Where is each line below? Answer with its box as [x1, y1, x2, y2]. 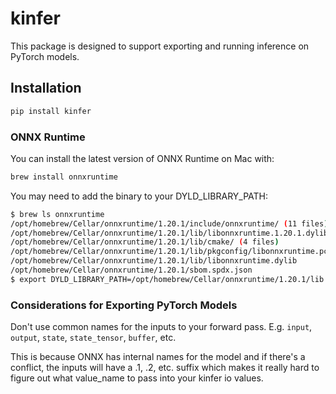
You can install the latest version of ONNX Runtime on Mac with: [10, 152, 275, 164]
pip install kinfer [10, 106, 92, 116]
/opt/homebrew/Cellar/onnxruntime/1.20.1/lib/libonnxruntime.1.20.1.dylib [10, 228, 329, 238]
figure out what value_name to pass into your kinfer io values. [10, 372, 264, 384]
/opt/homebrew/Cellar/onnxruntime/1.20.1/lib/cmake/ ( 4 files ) [10, 237, 280, 247]
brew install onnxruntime [10, 172, 118, 182]
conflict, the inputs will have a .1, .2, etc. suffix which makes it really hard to [10, 362, 320, 374]
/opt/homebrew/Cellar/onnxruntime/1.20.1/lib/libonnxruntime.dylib [10, 256, 298, 266]
